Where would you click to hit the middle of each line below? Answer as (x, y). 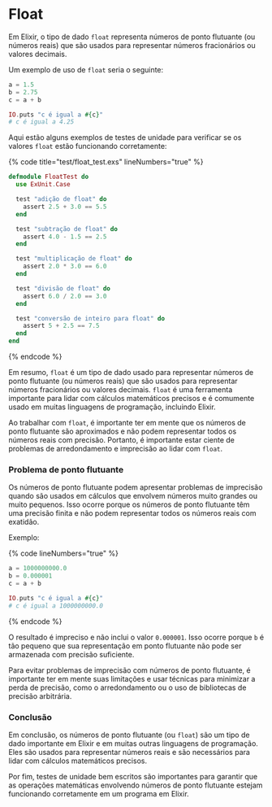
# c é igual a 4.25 (41, 122)
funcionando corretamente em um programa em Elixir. (99, 794)
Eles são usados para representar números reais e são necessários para (129, 752)
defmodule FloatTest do (49, 177)
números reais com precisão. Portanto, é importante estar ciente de (122, 440)
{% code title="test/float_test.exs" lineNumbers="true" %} (106, 162)
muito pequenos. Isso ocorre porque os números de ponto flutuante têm (129, 504)
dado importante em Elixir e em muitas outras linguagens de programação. (133, 744)
